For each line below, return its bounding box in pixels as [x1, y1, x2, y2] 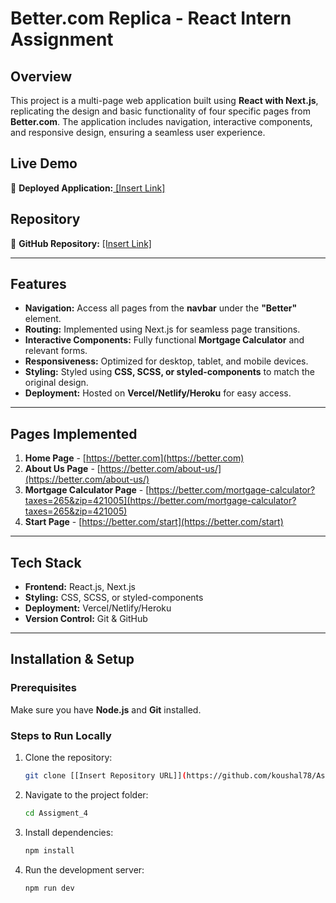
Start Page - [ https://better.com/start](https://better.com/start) [24, 516, 284, 528]
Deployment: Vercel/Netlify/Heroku [24, 602, 172, 614]
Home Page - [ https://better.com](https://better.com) [24, 452, 245, 464]
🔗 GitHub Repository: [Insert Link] [10, 237, 152, 249]
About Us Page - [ [24, 463, 101, 475]
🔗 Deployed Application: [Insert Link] [10, 182, 166, 194]
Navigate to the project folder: [24, 788, 149, 801]
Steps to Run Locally [10, 728, 112, 742]
